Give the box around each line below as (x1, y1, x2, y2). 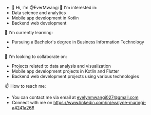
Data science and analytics (11, 10, 66, 16)
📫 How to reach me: (4, 83, 46, 89)
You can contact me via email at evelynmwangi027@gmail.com (11, 95, 139, 100)
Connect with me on (11, 100, 53, 105)
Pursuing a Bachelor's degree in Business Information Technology (11, 39, 145, 45)
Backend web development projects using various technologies (11, 74, 139, 79)
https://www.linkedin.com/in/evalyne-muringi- (53, 100, 147, 105)
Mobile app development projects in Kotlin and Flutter (11, 68, 119, 74)
